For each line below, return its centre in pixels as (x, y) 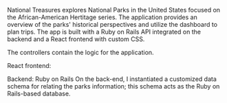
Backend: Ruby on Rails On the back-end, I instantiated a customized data (112, 79)
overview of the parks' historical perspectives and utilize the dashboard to (112, 24)
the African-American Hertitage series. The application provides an (102, 17)
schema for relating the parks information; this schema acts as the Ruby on (113, 86)
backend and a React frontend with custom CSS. (76, 39)
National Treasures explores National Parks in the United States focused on (114, 10)
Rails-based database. (39, 93)
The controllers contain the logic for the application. (80, 52)
